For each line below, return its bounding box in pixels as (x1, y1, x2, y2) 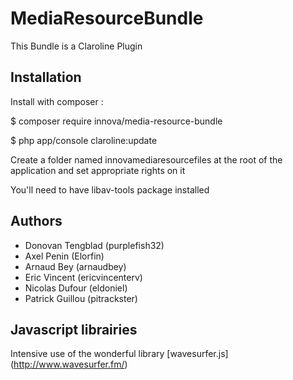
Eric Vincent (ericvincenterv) (24, 271, 143, 283)
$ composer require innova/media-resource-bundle (10, 115, 223, 127)
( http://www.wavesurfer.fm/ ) (10, 358, 128, 371)
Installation (10, 69, 82, 86)
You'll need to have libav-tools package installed (10, 183, 210, 196)
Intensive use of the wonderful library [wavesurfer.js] (10, 348, 229, 360)
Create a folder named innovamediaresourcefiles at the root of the (10, 153, 283, 166)
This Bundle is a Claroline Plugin (10, 40, 143, 52)
